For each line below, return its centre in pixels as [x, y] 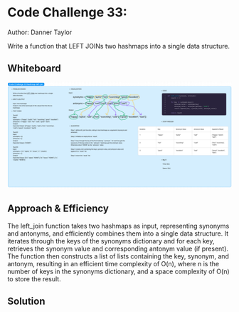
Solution [26, 302]
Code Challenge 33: [68, 12]
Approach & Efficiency [58, 209]
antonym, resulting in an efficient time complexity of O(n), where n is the [113, 263]
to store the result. [34, 278]
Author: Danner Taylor [40, 32]
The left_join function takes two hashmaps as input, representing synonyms [118, 226]
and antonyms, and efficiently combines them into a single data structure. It [118, 233]
